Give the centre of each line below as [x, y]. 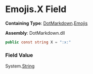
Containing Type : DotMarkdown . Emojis [46, 23]
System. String [20, 66]
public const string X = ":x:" [38, 42]
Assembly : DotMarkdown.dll [35, 33]
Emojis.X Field [36, 9]
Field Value [19, 55]
